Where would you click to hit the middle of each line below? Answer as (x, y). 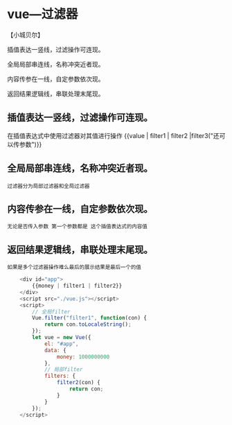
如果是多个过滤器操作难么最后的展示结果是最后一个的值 (74, 268)
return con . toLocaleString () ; (88, 324)
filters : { (60, 376)
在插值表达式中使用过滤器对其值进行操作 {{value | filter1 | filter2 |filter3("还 (113, 135)
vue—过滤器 (43, 14)
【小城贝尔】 (25, 35)
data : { (55, 350)
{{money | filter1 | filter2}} (77, 286)
